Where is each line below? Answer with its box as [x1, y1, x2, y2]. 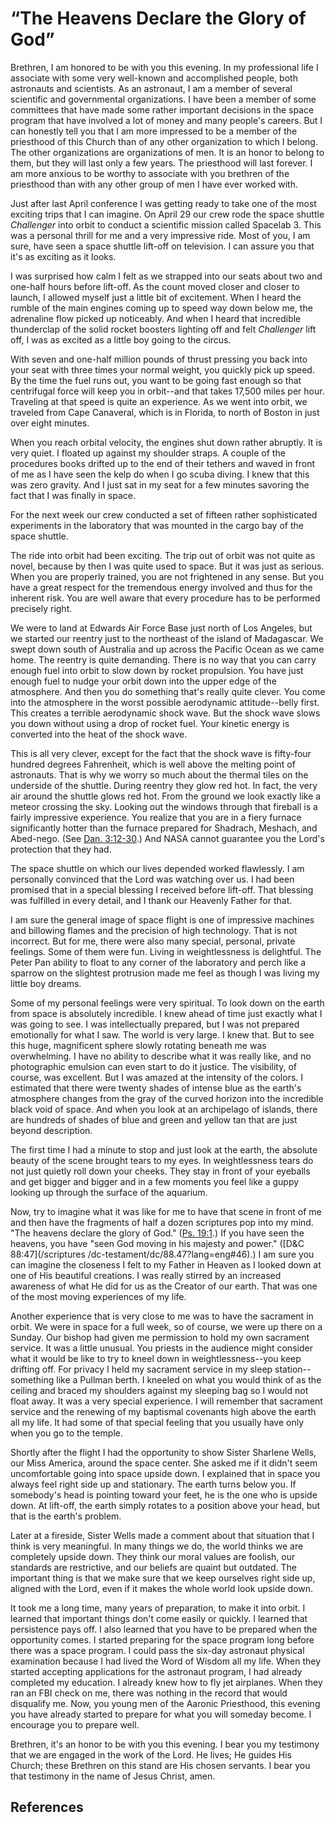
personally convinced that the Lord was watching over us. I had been [10, 873, 295, 885]
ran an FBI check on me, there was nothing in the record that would [10, 1687, 288, 1699]
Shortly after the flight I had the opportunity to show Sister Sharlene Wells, [10, 1446, 317, 1458]
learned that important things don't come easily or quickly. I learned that [10, 1612, 308, 1624]
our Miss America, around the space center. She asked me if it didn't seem [10, 1457, 318, 1469]
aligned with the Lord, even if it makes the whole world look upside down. [10, 1582, 314, 1594]
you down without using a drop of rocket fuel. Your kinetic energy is [10, 717, 290, 729]
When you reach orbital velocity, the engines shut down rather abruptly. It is [10, 436, 323, 448]
